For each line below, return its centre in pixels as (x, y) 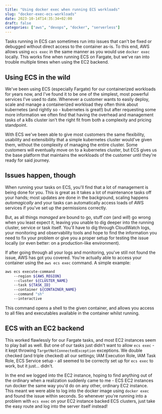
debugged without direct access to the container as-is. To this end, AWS (77, 47)
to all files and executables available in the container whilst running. (72, 313)
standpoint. (16, 125)
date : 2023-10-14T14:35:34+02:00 (39, 18)
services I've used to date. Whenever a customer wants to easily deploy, (77, 99)
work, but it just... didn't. (29, 366)
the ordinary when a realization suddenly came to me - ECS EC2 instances (79, 380)
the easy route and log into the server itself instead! (56, 406)
